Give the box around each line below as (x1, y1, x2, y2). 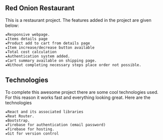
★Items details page (5, 36, 48, 41)
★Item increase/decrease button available (5, 45, 95, 50)
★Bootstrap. (5, 118, 30, 123)
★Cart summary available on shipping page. (5, 58, 97, 63)
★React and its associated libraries (5, 109, 84, 114)
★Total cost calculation (5, 49, 57, 54)
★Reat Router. (5, 114, 35, 119)
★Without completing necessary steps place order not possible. (5, 62, 142, 68)
